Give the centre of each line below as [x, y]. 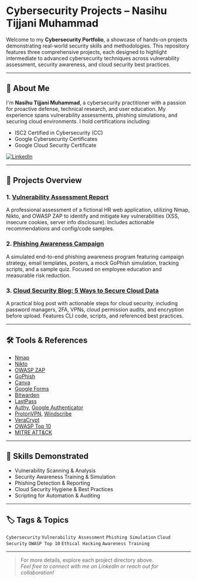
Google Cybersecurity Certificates [56, 139]
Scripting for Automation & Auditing [57, 495]
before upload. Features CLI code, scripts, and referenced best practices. [95, 316]
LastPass [26, 401]
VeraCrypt [27, 420]
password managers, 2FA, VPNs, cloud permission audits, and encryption [95, 310]
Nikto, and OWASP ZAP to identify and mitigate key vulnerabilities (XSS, [93, 216]
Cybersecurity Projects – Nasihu [86, 11]
